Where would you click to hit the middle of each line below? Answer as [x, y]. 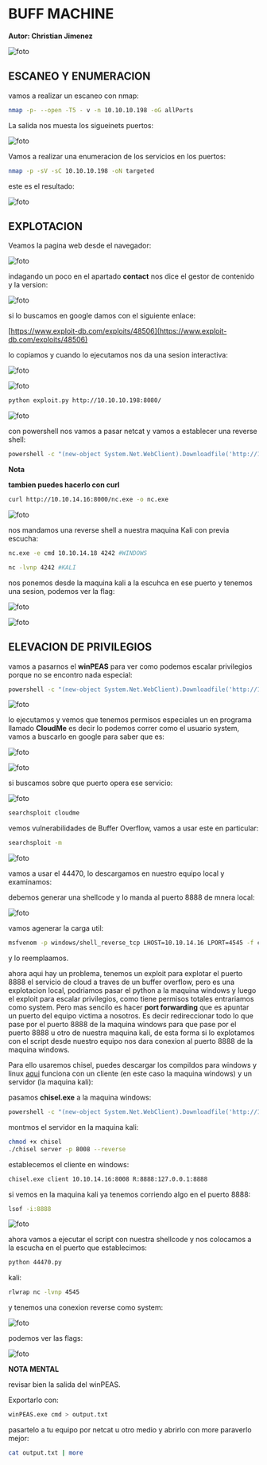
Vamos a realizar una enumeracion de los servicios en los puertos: [117, 156]
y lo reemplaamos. [39, 958]
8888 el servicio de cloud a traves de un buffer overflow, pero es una [121, 982]
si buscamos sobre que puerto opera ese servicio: [91, 783]
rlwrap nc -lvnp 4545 [44, 1292]
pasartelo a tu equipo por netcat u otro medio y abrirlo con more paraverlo [130, 1430]
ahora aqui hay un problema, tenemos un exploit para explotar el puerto [126, 973]
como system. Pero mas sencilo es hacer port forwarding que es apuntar [129, 1007]
